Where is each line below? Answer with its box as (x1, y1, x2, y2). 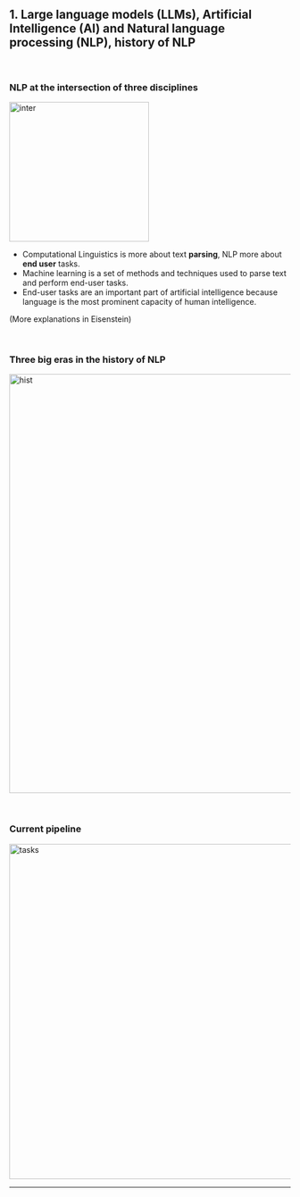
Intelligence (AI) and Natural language (9, 21, 226, 37)
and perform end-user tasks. (21, 277, 129, 289)
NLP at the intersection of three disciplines (9, 80, 198, 93)
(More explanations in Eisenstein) (9, 314, 132, 325)
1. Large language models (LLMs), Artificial (9, 7, 253, 22)
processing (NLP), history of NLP (9, 35, 196, 50)
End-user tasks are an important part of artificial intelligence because (21, 287, 279, 298)
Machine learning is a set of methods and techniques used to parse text (21, 268, 287, 279)
